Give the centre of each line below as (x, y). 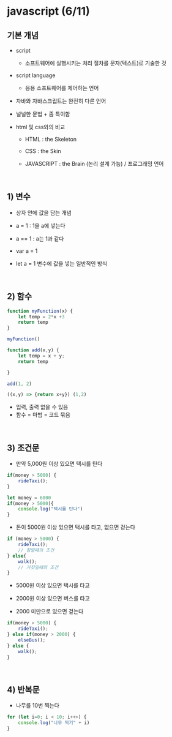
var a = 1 (27, 251)
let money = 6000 (29, 498)
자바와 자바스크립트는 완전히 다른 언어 (61, 101)
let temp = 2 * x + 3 (41, 316)
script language (36, 75)
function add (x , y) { (33, 350)
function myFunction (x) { (40, 311)
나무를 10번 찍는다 (38, 706)
